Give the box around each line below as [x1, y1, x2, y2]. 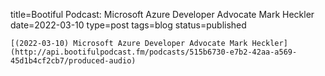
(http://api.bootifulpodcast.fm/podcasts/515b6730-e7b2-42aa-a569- [10, 47, 298, 57]
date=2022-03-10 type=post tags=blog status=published [10, 19, 247, 31]
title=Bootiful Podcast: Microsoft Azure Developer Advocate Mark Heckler [10, 9, 315, 20]
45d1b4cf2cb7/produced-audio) [10, 56, 137, 66]
